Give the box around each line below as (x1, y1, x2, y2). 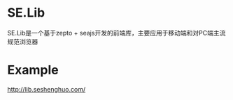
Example (7, 62, 59, 78)
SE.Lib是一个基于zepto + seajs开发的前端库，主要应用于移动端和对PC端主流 (7, 28, 226, 37)
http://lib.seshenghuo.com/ (7, 85, 86, 93)
